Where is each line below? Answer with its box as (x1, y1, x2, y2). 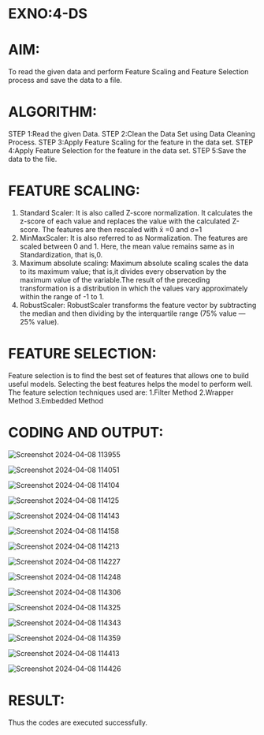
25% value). (19, 317, 59, 326)
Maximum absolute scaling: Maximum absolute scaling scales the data (19, 258, 249, 268)
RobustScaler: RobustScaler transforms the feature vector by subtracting (19, 301, 257, 309)
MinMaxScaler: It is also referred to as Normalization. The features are (19, 234, 248, 242)
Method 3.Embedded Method (8, 396, 104, 405)
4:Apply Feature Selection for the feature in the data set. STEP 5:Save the (8, 146, 247, 156)
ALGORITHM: (8, 103, 97, 121)
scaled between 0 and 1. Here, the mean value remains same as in (19, 242, 235, 251)
